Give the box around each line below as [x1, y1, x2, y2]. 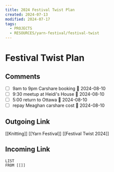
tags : [5, 21, 16, 27]
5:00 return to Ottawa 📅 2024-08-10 [12, 97, 87, 103]
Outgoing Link [5, 117, 50, 126]
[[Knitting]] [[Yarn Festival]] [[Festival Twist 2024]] [5, 131, 109, 137]
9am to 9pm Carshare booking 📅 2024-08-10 [12, 86, 106, 91]
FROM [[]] [5, 162, 26, 168]
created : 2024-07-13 [5, 12, 48, 17]
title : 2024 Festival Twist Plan [5, 7, 75, 13]
